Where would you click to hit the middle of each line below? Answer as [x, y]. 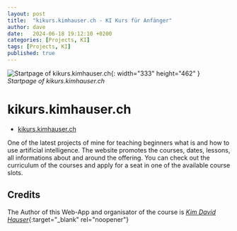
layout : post [27, 14]
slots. [15, 172]
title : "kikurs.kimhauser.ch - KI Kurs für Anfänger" [90, 20]
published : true [31, 54]
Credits [24, 195]
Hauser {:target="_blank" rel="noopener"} [68, 219]
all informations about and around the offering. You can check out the [109, 158]
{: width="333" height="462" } [155, 73]
